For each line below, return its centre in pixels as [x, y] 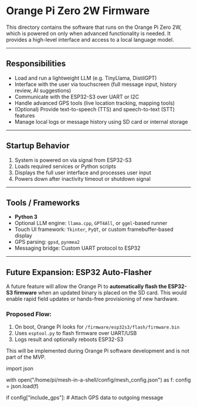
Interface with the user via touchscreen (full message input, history [96, 84]
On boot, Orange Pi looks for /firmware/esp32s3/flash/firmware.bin [97, 327]
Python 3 [26, 217]
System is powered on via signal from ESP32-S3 [73, 160]
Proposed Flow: [29, 315]
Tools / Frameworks [43, 202]
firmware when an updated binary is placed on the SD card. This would [100, 293]
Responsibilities [36, 64]
